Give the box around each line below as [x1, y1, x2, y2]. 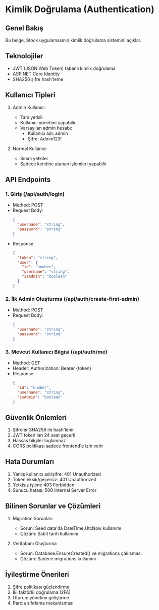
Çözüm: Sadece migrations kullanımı [20, 555, 96, 561]
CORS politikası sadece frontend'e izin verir [12, 443, 103, 449]
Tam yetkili [20, 114, 43, 120]
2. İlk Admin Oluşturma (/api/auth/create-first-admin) [5, 295, 140, 302]
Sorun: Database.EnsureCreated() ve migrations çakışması [20, 550, 142, 556]
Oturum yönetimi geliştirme [12, 594, 69, 600]
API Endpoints [5, 175, 51, 184]
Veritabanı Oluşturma [12, 540, 57, 546]
